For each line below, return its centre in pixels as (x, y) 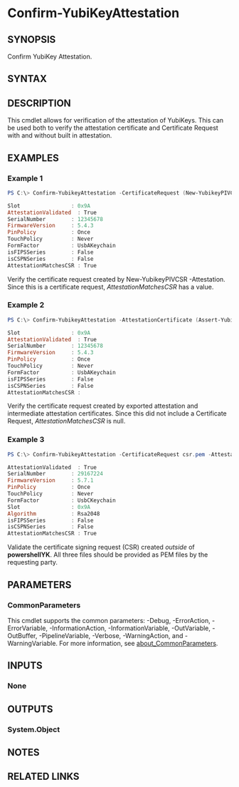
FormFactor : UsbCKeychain (62, 500)
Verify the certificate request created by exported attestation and (103, 406)
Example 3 (26, 440)
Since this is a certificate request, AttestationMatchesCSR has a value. (111, 287)
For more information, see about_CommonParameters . (139, 643)
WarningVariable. (33, 643)
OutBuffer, (22, 635)
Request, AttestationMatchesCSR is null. (67, 421)
